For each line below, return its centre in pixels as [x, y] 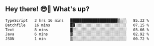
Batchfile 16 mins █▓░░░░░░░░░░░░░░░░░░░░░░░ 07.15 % [77, 25]
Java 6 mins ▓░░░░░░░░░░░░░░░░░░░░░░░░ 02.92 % [77, 34]
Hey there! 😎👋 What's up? [47, 9]
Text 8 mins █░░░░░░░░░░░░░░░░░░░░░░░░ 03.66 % [77, 30]
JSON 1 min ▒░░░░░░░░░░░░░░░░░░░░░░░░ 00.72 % [77, 39]
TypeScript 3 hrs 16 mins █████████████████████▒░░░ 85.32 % [77, 20]
